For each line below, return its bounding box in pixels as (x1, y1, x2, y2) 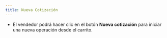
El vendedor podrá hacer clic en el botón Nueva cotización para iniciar (12, 21, 162, 27)
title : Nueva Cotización (5, 7, 58, 13)
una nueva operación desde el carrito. (12, 26, 93, 33)
